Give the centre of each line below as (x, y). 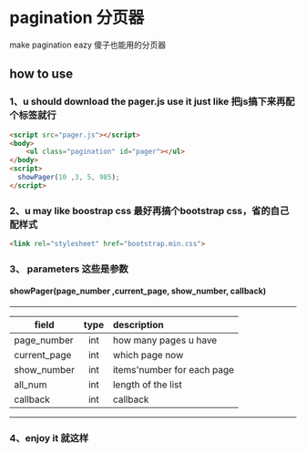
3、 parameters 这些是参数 (69, 269)
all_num (31, 385)
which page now (148, 355)
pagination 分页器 (77, 18)
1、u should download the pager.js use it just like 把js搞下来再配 (152, 102)
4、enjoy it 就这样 (49, 438)
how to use (41, 74)
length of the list (147, 385)
